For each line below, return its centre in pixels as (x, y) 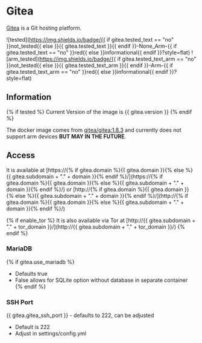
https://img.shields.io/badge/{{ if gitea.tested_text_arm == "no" (118, 59)
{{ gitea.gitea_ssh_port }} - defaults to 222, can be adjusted (80, 315)
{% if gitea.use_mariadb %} (41, 262)
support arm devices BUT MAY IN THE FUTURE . (66, 136)
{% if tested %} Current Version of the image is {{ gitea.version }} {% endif (99, 112)
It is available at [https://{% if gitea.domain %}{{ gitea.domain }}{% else (95, 170)
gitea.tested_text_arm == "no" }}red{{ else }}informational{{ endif (87, 71)
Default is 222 (32, 327)
